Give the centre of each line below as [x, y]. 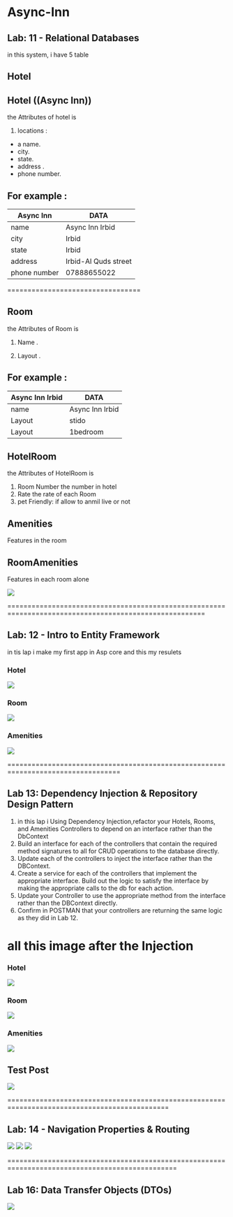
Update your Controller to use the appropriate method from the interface [121, 895]
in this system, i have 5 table [48, 54]
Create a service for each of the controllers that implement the [107, 873]
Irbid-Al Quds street [99, 261]
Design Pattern [40, 805]
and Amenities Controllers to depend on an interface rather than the [115, 829]
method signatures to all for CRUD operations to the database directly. [118, 851]
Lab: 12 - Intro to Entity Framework [84, 635]
